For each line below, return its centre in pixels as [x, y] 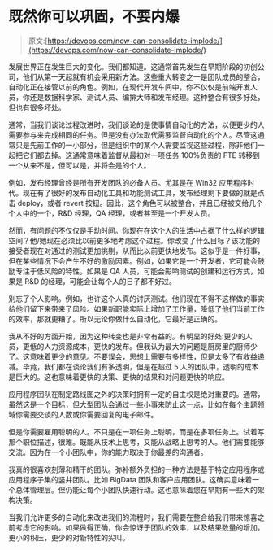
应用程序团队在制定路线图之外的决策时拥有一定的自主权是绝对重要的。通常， [136, 394]
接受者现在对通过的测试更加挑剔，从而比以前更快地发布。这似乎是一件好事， [136, 251]
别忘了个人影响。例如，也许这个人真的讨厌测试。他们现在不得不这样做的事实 [136, 299]
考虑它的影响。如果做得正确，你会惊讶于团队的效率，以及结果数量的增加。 [140, 527]
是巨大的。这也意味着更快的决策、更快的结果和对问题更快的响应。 [119, 377]
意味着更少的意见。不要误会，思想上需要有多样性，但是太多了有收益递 [147, 356]
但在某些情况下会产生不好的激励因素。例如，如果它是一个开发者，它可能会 [133, 260]
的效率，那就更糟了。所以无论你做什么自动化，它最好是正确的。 [115, 319]
